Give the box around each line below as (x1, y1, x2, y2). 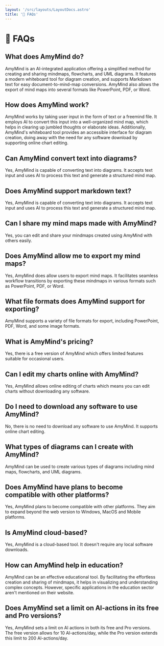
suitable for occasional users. (5, 356, 65, 362)
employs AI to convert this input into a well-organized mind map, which (5, 119, 148, 125)
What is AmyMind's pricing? (5, 338, 94, 346)
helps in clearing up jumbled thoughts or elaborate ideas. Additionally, (5, 124, 146, 130)
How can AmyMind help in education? (5, 561, 123, 569)
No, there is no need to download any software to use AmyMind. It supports (5, 423, 158, 429)
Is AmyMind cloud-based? (5, 528, 88, 537)
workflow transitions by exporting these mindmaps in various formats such (5, 277, 156, 283)
